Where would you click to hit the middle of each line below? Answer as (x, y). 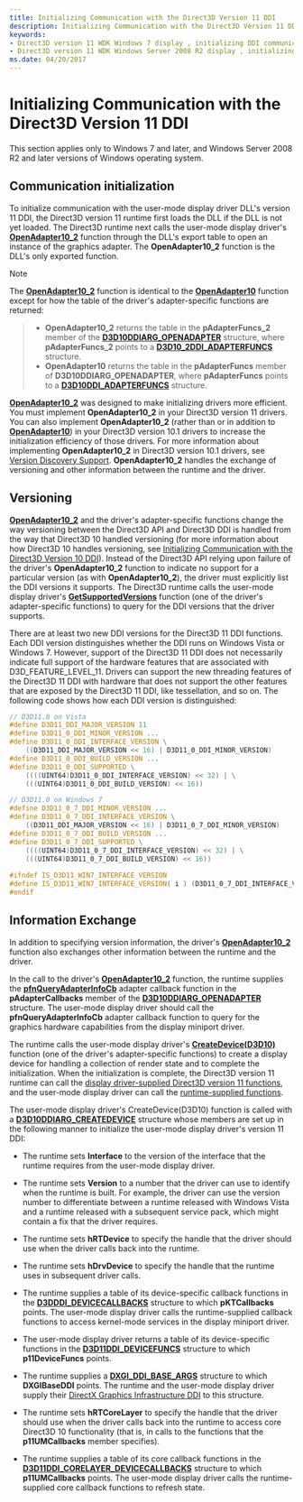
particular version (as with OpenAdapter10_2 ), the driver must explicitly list (149, 577)
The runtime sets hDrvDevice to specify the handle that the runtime (148, 1266)
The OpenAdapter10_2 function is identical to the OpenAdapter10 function (149, 290)
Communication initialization (92, 186)
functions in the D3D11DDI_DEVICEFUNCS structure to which (136, 1349)
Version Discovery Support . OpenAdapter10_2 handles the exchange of (143, 460)
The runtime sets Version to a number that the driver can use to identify (156, 1183)
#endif (22, 893)
